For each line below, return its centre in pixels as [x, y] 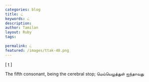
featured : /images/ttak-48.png [37, 50]
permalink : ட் [18, 46]
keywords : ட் [17, 19]
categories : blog [23, 10]
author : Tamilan [22, 28]
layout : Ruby [18, 32]
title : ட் [14, 14]
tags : [11, 37]
